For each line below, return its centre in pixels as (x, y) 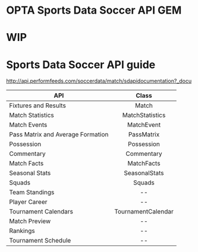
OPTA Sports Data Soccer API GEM (94, 10)
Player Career (28, 202)
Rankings (22, 231)
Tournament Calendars (41, 212)
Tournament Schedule (40, 241)
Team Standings (32, 192)
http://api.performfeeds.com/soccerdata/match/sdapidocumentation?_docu (99, 81)
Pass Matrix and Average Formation (59, 135)
